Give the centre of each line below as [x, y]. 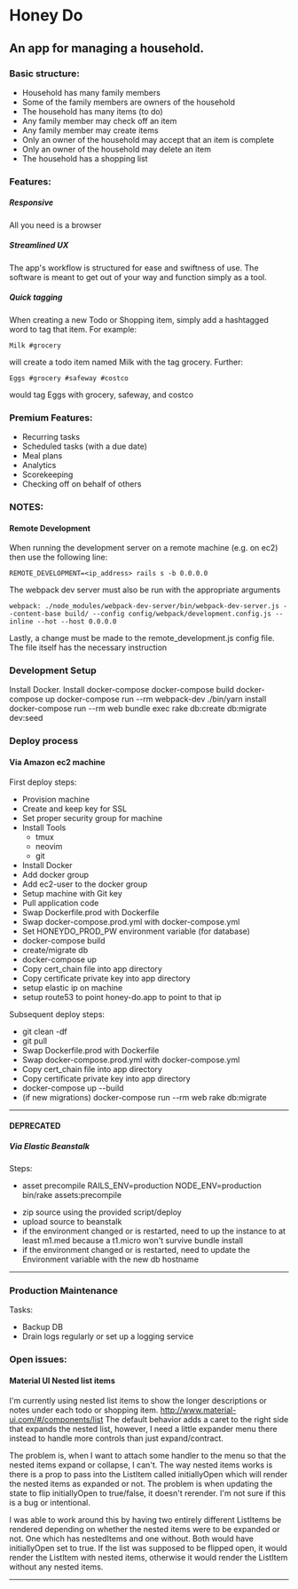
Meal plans [42, 456]
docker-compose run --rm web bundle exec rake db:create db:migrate [138, 708]
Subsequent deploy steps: [57, 1014]
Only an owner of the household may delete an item [116, 149]
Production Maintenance [63, 1291]
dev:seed [26, 718]
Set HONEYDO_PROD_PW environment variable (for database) [136, 931]
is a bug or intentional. [50, 1502]
